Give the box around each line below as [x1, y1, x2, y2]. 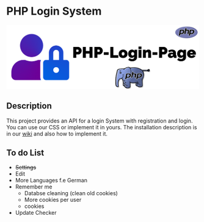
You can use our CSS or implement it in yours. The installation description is [6, 123, 197, 131]
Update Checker [15, 209, 57, 217]
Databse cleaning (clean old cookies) [24, 190, 118, 197]
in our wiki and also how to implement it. [6, 130, 108, 137]
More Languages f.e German [15, 177, 87, 184]
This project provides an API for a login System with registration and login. [6, 117, 193, 124]
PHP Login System [6, 4, 102, 18]
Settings [15, 163, 37, 171]
